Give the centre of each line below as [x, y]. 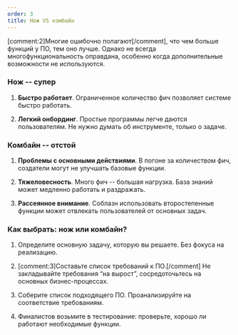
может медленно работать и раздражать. [82, 190]
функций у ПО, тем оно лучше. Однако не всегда [82, 48]
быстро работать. [45, 105]
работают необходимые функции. [69, 324]
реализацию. [38, 252]
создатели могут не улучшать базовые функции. [92, 168]
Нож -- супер [32, 82]
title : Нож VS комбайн [41, 21]
